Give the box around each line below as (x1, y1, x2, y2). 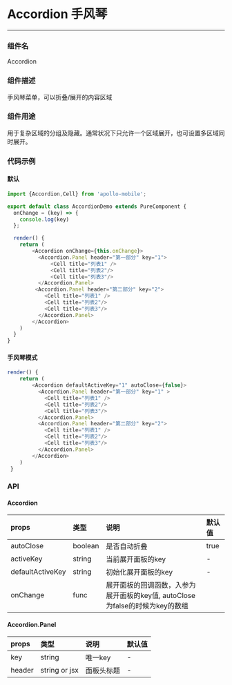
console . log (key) (19, 215, 70, 223)
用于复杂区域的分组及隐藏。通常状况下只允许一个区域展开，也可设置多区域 (7, 128, 219, 137)
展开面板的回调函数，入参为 (106, 580, 196, 590)
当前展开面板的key (106, 554, 166, 563)
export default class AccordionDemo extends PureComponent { (7, 203, 187, 210)
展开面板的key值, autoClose (106, 590, 195, 600)
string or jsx (40, 665, 79, 675)
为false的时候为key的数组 (106, 601, 188, 610)
